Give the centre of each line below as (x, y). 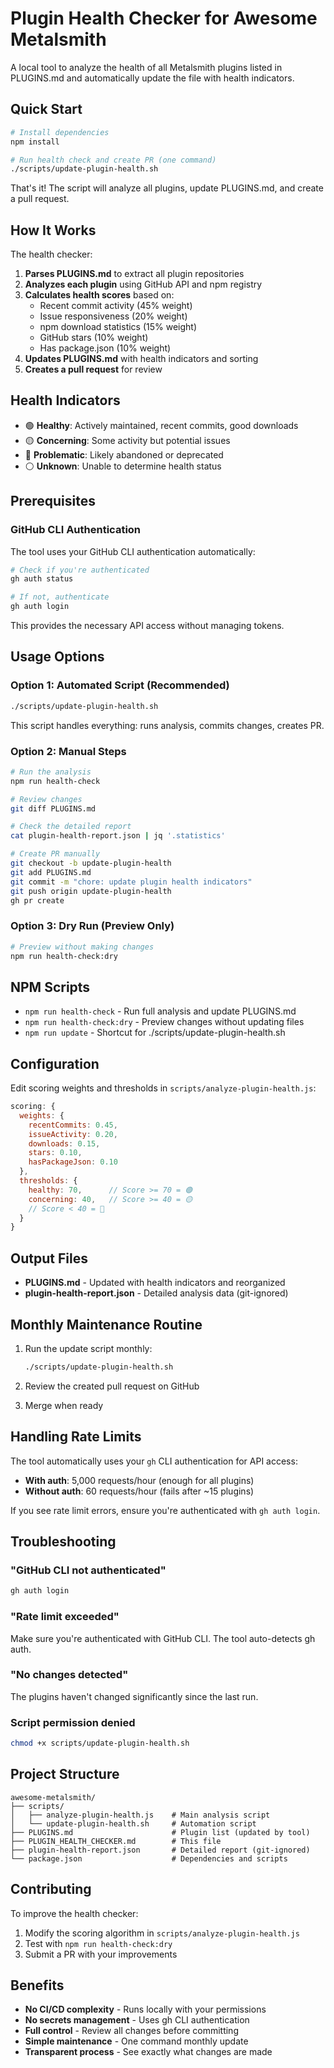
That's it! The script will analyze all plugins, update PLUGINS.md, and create (167, 188)
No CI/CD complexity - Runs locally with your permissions (145, 2009)
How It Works (53, 230)
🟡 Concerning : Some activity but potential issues (127, 440)
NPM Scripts (50, 987)
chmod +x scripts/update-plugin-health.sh (100, 1743)
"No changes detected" (69, 1675)
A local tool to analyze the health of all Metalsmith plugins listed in (146, 67)
